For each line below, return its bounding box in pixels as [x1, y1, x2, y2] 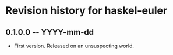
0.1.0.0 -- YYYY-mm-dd [5, 27, 94, 37]
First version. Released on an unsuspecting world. [13, 42, 135, 49]
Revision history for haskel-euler [5, 4, 168, 17]
